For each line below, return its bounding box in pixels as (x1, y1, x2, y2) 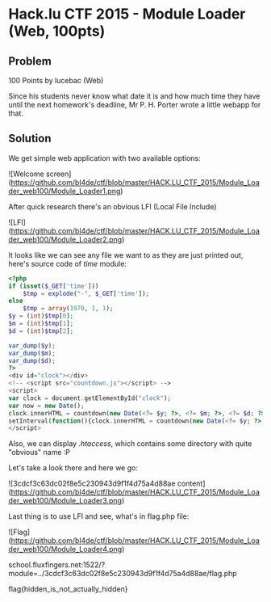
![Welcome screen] (8, 169, 72, 179)
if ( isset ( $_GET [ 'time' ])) (8, 282, 99, 290)
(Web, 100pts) (8, 22, 106, 40)
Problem (8, 54, 52, 68)
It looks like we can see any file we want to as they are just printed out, (8, 250, 244, 259)
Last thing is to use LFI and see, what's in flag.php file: (8, 511, 190, 521)
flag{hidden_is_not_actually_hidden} (8, 584, 128, 594)
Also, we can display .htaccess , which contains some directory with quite (8, 439, 252, 448)
